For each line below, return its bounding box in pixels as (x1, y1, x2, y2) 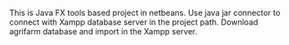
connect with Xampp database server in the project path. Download (9, 17, 259, 27)
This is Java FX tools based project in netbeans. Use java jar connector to (9, 8, 281, 18)
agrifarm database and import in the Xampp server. (9, 26, 198, 36)
